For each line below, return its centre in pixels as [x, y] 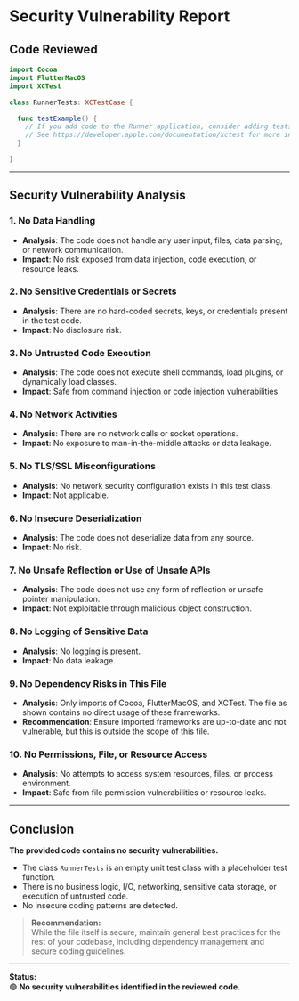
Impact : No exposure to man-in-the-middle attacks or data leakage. [146, 444]
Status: [23, 977]
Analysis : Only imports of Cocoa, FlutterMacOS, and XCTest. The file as [154, 703]
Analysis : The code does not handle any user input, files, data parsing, [152, 240]
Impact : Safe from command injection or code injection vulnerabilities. [151, 391]
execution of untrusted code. [75, 896]
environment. [46, 783]
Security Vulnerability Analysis [98, 195]
